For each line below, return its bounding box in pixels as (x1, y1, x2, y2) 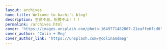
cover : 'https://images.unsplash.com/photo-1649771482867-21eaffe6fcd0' (5, 27, 163, 32)
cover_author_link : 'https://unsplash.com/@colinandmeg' (5, 36, 129, 41)
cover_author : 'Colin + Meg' (5, 31, 67, 36)
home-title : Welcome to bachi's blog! (5, 12, 88, 17)
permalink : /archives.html (5, 21, 63, 27)
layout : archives (5, 7, 42, 13)
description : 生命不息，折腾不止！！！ (5, 17, 80, 22)
